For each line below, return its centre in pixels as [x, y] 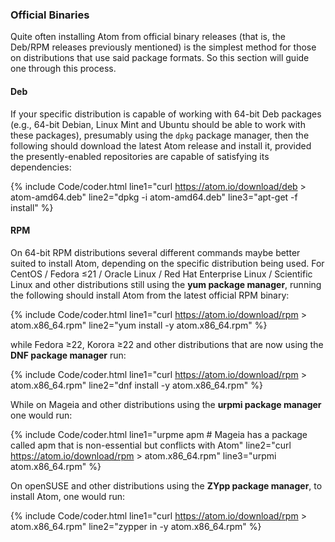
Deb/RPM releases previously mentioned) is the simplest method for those [163, 47]
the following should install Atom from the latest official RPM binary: [150, 295]
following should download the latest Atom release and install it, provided [161, 145]
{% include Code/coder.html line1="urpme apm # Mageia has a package [159, 434]
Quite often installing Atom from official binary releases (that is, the [148, 37]
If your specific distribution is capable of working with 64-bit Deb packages [166, 114]
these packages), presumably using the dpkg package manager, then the [160, 135]
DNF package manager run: [68, 355]
